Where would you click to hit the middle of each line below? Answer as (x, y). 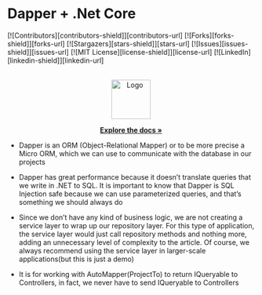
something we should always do (71, 202)
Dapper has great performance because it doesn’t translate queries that (135, 177)
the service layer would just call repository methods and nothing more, (133, 234)
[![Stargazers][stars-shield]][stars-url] (128, 43)
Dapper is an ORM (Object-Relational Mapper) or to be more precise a (131, 145)
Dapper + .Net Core (72, 14)
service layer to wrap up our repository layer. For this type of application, (136, 225)
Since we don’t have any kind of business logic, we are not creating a (131, 217)
